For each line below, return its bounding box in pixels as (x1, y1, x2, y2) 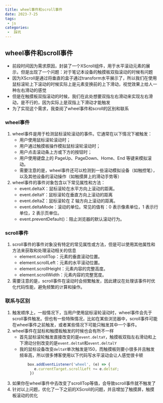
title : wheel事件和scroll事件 (5, 7, 63, 12)
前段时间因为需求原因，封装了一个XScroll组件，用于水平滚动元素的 (12, 63, 146, 69)
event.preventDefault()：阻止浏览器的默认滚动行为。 (19, 216, 125, 222)
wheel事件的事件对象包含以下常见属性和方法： (12, 180, 106, 186)
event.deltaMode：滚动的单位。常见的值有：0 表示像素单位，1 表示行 (19, 204, 159, 210)
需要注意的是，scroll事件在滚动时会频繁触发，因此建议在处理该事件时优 (12, 278, 156, 284)
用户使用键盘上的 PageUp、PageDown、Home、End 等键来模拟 (19, 155, 148, 161)
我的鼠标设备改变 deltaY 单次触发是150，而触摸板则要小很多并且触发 (19, 346, 155, 352)
